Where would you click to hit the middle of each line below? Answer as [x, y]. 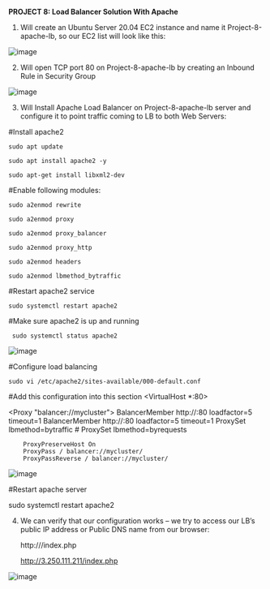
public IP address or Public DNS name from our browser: [115, 529]
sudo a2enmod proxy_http [50, 247]
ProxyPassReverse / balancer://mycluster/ [96, 458]
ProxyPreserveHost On [59, 445]
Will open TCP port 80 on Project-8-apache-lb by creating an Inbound [137, 67]
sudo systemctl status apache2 [64, 336]
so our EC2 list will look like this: [112, 36]
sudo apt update [36, 147]
